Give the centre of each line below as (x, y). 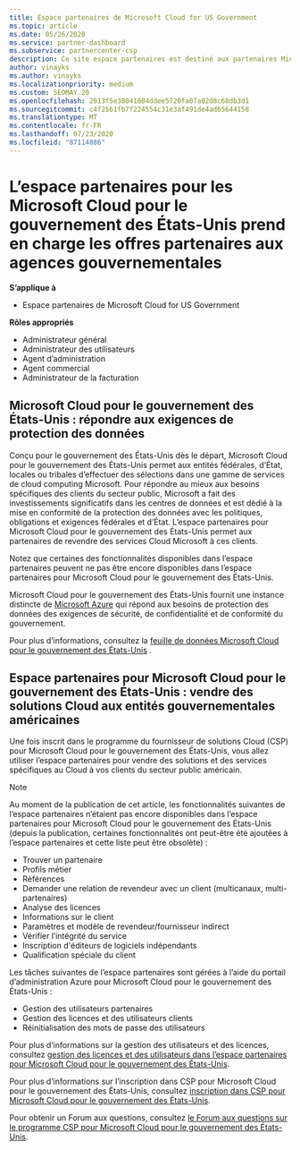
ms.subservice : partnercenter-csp (74, 51)
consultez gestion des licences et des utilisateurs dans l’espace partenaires (148, 1055)
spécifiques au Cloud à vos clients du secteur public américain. (126, 770)
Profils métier (47, 870)
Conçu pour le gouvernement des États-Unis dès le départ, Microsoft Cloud (149, 455)
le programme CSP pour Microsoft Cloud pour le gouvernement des (134, 1128)
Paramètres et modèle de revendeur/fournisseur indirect (125, 926)
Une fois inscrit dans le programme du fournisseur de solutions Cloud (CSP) (149, 741)
